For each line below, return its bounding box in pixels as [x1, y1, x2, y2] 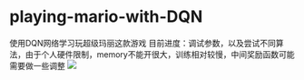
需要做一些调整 [9, 60, 65, 71]
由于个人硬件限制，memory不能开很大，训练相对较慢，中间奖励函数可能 [25, 48, 295, 60]
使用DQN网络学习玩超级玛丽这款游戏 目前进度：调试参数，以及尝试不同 [9, 37, 277, 48]
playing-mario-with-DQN [9, 6, 203, 27]
